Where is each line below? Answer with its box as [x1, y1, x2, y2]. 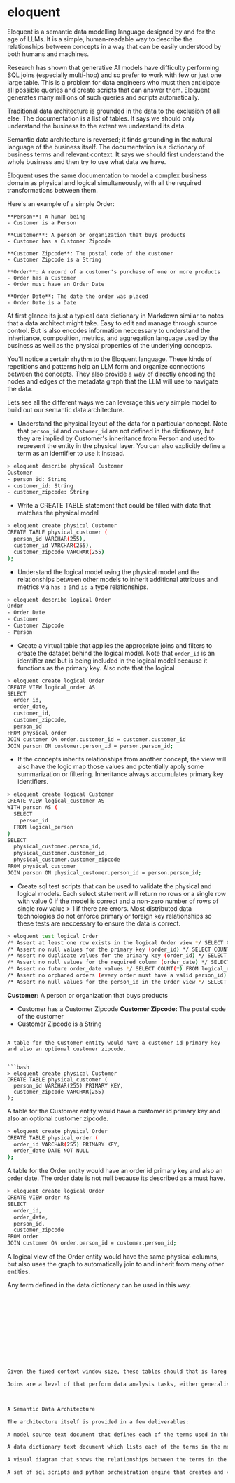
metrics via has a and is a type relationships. [17, 583, 149, 591]
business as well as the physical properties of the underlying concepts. [7, 341, 213, 349]
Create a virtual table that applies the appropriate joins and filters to [17, 641, 213, 649]
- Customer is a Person [7, 219, 77, 226]
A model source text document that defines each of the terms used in [7, 1431, 218, 1438]
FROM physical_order [7, 729, 68, 736]
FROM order [7, 1233, 39, 1240]
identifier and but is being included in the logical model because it [17, 656, 208, 665]
